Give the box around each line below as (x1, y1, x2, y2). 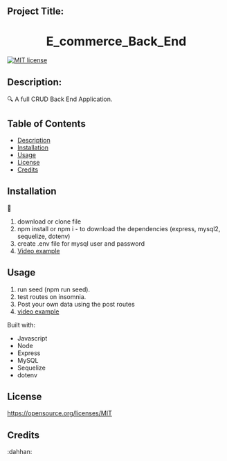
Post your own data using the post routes (17, 300, 135, 308)
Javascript (17, 334, 48, 342)
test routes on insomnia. (17, 292, 87, 300)
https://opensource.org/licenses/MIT (7, 409, 112, 417)
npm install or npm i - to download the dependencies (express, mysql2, (17, 224, 221, 233)
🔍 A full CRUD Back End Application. (7, 95, 113, 103)
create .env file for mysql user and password (17, 239, 145, 248)
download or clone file (17, 217, 82, 226)
